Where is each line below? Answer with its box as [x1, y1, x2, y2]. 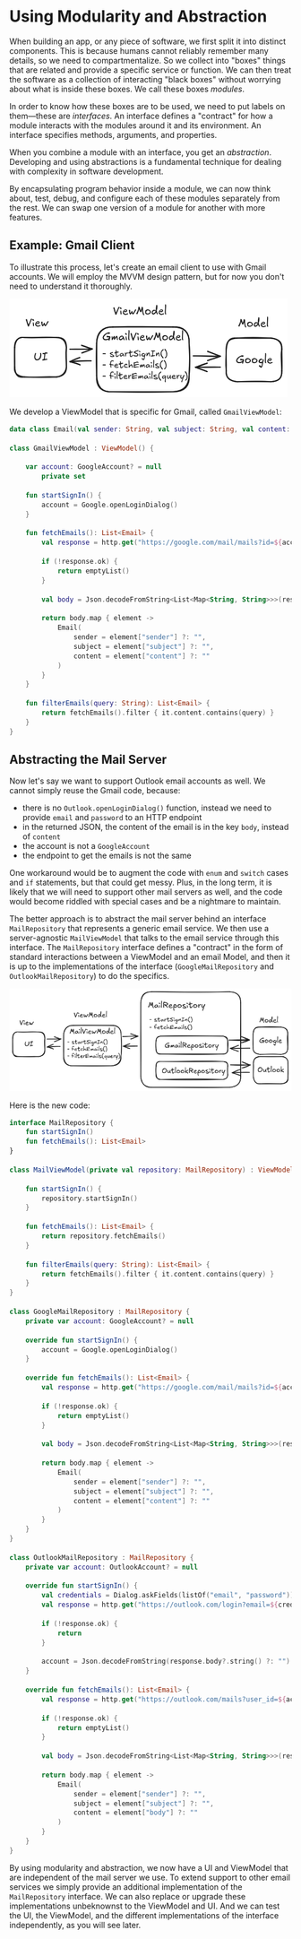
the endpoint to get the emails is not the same [21, 850, 192, 861]
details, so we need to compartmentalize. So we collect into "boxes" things [9, 55, 287, 65]
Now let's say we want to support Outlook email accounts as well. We [9, 775, 266, 786]
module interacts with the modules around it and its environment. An [9, 119, 262, 131]
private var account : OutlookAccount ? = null [25, 1562, 199, 1571]
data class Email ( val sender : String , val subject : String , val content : [9, 424, 291, 434]
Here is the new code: [9, 1100, 91, 1111]
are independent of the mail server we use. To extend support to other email [9, 1872, 291, 1883]
